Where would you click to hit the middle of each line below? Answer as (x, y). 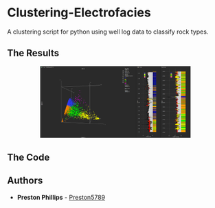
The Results (33, 53)
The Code (29, 157)
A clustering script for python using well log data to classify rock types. (108, 32)
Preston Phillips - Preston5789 (61, 197)
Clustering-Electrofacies (79, 13)
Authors (25, 181)
